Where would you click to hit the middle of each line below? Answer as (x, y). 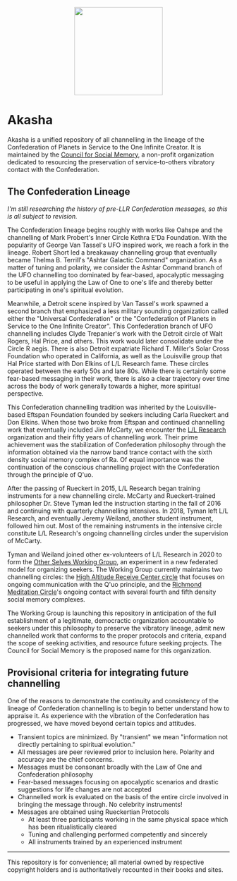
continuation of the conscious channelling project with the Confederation (114, 467)
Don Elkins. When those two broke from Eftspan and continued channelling (116, 422)
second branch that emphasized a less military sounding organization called (118, 311)
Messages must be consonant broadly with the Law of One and (110, 767)
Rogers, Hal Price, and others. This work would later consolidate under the (116, 341)
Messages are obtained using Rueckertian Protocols (93, 812)
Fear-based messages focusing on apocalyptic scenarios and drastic (118, 782)
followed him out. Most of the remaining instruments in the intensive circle (115, 525)
